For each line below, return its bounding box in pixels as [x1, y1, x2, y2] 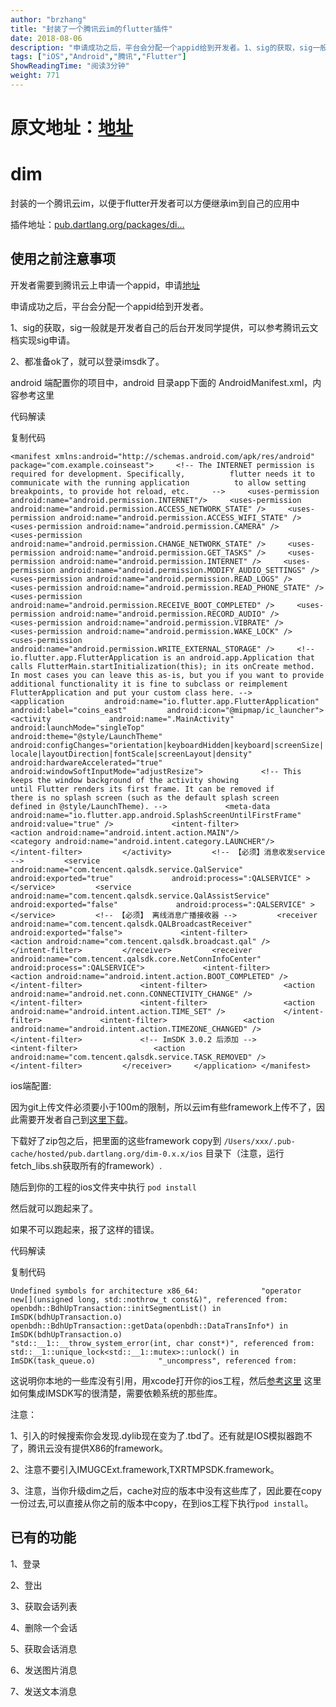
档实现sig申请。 [10, 334, 76, 346]
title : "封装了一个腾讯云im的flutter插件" [10, 24, 173, 34]
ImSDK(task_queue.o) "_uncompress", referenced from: [10, 1356, 298, 1366]
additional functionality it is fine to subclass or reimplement [10, 679, 288, 689]
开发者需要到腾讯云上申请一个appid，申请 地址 [10, 279, 200, 291]
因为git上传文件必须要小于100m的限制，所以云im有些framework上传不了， [10, 1101, 317, 1113]
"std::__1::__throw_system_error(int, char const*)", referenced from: [10, 1338, 315, 1348]
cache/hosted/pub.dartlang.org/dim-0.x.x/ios [10, 1149, 203, 1159]
